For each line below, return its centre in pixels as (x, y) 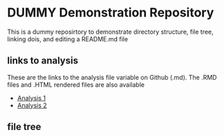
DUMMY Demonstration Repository (111, 13)
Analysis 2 (32, 105)
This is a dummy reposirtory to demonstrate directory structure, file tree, (111, 32)
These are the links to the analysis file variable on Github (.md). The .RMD (112, 77)
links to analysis (43, 61)
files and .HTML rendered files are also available (76, 85)
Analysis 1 (31, 98)
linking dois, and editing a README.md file (68, 39)
